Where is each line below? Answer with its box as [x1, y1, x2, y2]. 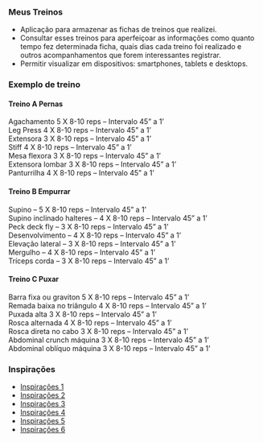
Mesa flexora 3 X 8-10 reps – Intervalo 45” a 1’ [8, 151, 161, 161]
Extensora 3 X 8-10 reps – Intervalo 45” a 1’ [8, 134, 151, 143]
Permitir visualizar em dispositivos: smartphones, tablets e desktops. [19, 59, 249, 68]
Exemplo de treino [8, 79, 81, 90]
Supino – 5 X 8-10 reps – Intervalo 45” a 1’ [8, 204, 147, 214]
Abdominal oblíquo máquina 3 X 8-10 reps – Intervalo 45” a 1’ [8, 343, 211, 353]
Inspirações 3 [19, 399, 66, 409]
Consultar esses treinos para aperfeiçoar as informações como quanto [19, 33, 255, 43]
